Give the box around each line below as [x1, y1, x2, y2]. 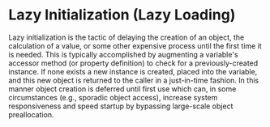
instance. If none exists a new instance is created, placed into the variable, [8, 66, 258, 76]
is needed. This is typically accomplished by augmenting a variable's [8, 49, 238, 59]
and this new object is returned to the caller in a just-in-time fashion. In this [8, 75, 259, 85]
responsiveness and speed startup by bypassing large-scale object [8, 101, 234, 111]
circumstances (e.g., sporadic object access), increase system [8, 92, 218, 102]
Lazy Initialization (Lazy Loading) [8, 6, 236, 24]
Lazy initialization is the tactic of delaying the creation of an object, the [8, 32, 245, 42]
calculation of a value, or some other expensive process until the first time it [8, 40, 262, 50]
